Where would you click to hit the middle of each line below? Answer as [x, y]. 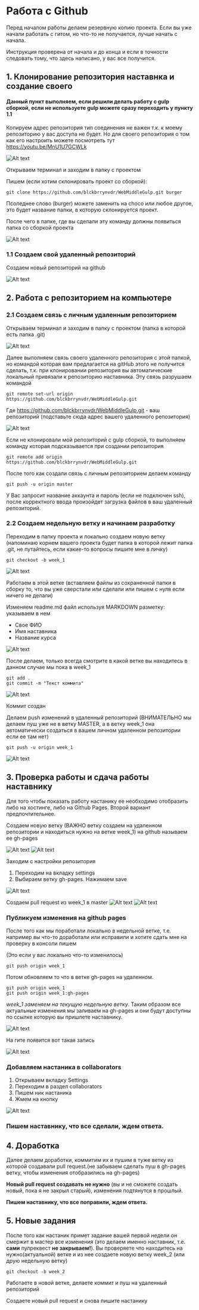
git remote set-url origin [40, 394]
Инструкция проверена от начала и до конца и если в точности [87, 51]
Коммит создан [26, 705]
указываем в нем [28, 613]
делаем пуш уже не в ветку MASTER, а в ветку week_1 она [80, 723]
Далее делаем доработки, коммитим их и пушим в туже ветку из [90, 1159]
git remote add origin [34, 457]
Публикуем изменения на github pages [66, 918]
